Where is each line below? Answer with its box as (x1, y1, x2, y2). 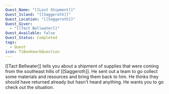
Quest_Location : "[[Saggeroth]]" (5, 16, 76, 21)
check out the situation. (5, 84, 54, 90)
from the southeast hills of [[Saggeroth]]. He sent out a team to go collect (5, 68, 158, 74)
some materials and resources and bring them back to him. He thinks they (5, 73, 159, 79)
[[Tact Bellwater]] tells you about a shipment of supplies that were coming (5, 63, 159, 69)
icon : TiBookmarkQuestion (5, 49, 60, 54)
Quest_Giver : (5, 21, 33, 26)
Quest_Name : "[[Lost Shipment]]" (5, 7, 76, 12)
